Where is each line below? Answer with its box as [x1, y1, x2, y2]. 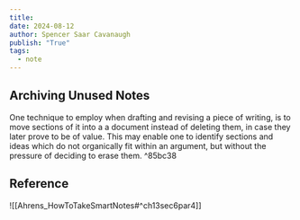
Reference [9, 176, 69, 191]
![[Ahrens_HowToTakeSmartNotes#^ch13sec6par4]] [9, 199, 202, 211]
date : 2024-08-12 [9, 22, 75, 31]
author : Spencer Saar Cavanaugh [9, 30, 131, 39]
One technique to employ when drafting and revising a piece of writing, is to [9, 111, 291, 122]
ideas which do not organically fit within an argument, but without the [9, 140, 267, 151]
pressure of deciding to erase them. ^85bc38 [9, 150, 177, 161]
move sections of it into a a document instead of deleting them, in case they [9, 121, 291, 132]
